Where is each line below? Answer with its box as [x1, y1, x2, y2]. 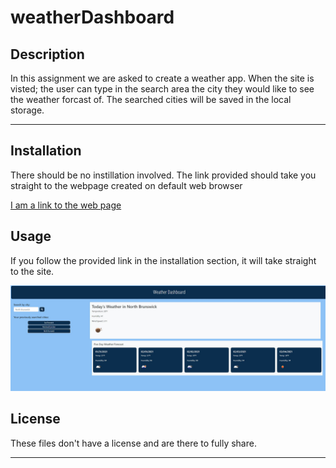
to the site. [10, 265, 55, 277]
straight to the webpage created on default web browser [10, 179, 243, 191]
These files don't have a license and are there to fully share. [10, 437, 257, 449]
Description [10, 46, 85, 63]
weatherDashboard [10, 6, 175, 29]
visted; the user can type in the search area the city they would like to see [10, 83, 315, 95]
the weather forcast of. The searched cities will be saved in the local [10, 94, 292, 105]
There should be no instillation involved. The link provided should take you [10, 169, 317, 181]
